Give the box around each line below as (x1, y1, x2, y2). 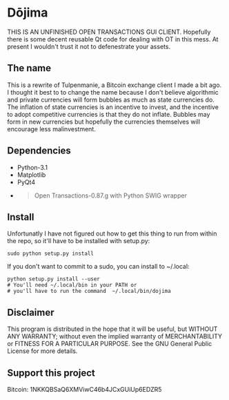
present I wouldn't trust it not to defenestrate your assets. (7, 42, 171, 50)
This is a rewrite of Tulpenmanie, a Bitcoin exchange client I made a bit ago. (7, 81, 222, 89)
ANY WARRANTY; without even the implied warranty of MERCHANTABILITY (7, 332, 223, 341)
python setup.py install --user (7, 276, 100, 283)
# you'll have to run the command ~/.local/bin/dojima (7, 288, 171, 295)
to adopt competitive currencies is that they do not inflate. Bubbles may (7, 110, 210, 118)
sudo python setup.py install (7, 250, 94, 257)
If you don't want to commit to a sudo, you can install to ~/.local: (7, 263, 190, 271)
